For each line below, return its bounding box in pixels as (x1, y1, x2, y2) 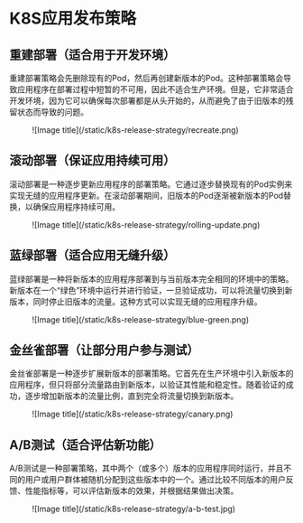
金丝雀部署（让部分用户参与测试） (9, 342, 199, 358)
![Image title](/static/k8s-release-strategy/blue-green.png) (32, 313, 250, 325)
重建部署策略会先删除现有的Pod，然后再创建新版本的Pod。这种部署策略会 (9, 73, 284, 83)
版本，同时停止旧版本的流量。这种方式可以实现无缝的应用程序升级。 (9, 295, 262, 307)
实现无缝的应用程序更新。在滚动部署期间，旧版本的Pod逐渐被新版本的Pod (9, 190, 284, 201)
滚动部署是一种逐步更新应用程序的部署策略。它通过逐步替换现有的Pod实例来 (9, 178, 293, 190)
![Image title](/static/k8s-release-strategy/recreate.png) (32, 125, 239, 135)
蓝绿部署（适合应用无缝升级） (9, 247, 176, 263)
